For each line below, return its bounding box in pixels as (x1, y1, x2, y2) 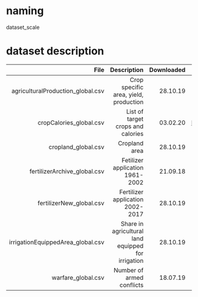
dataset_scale (6, 24, 40, 31)
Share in (120, 220, 144, 228)
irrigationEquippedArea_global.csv (9, 238, 105, 246)
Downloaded (149, 66, 186, 74)
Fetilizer (121, 156, 144, 164)
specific (121, 83, 144, 91)
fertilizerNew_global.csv (37, 199, 105, 207)
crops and (115, 122, 144, 130)
